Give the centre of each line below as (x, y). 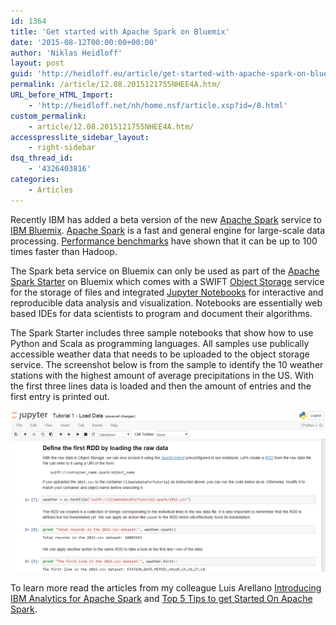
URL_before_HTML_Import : (62, 95)
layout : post (37, 63)
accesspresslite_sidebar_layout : (80, 137)
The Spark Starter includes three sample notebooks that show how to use (162, 332)
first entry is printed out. (60, 396)
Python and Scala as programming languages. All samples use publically (160, 343)
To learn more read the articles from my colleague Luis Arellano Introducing (166, 587)
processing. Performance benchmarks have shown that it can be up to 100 (164, 241)
